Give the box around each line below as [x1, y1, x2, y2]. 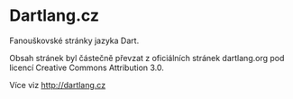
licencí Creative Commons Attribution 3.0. [9, 62, 165, 73]
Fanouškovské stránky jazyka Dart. [9, 35, 140, 46]
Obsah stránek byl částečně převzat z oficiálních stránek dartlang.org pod [9, 52, 285, 63]
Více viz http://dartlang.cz [9, 79, 106, 90]
